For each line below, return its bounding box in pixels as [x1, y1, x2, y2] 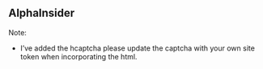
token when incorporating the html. [19, 51, 138, 61]
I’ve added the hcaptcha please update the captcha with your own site [19, 43, 255, 53]
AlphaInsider [8, 6, 75, 20]
